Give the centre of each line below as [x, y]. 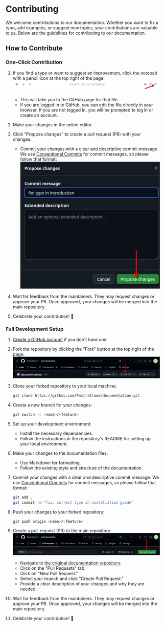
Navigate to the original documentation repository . [71, 563]
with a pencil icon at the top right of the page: [59, 78]
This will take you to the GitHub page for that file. [69, 100]
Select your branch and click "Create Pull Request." [72, 579]
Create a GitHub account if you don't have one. [60, 339]
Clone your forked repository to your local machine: [65, 386]
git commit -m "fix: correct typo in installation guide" [73, 502]
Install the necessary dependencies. [57, 433]
